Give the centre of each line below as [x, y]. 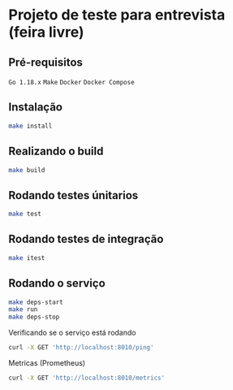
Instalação [36, 107]
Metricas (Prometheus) [47, 363]
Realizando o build [56, 152]
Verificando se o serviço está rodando [72, 333]
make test [25, 214]
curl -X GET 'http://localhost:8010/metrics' [86, 378]
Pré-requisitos [46, 62]
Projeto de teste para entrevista [117, 15]
